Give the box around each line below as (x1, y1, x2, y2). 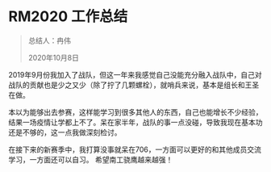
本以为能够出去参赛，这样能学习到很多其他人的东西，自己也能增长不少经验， (8, 107, 263, 117)
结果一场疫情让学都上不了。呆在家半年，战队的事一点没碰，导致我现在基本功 (8, 117, 263, 127)
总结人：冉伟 (27, 36, 71, 45)
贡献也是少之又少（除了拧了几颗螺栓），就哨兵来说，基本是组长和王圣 (29, 80, 260, 90)
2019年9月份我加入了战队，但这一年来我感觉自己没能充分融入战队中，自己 (8, 69, 256, 79)
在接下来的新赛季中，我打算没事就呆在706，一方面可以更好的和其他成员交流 (8, 145, 262, 154)
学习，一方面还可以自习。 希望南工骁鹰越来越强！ (8, 154, 173, 164)
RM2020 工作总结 (8, 7, 128, 26)
